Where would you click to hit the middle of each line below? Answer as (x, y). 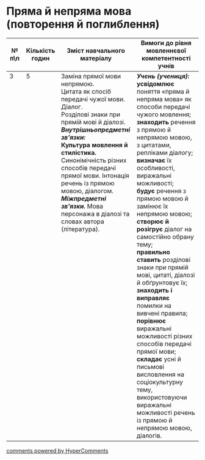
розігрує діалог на (164, 229)
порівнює (151, 321)
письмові (150, 366)
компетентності (166, 58)
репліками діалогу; (165, 152)
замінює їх (152, 206)
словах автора (83, 221)
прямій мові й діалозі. (93, 122)
